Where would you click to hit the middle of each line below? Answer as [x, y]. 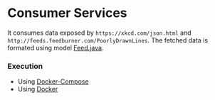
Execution [25, 66]
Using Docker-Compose [53, 82]
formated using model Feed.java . [56, 48]
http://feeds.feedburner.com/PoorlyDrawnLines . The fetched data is [108, 40]
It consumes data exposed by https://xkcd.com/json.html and [99, 33]
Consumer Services [67, 13]
